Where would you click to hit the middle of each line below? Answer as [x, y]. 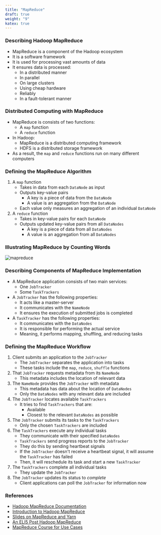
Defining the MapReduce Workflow [48, 346]
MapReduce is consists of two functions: [53, 122]
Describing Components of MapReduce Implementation [73, 270]
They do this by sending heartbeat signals [62, 446]
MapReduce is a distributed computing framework [70, 143]
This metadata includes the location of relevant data [72, 378]
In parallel [30, 77]
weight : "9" [17, 19]
